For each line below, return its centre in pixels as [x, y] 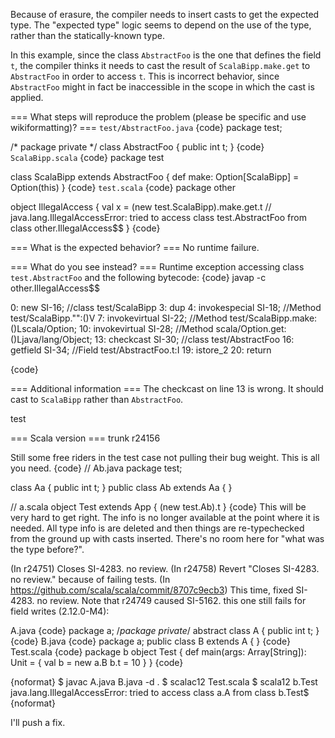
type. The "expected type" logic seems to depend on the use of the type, [161, 25]
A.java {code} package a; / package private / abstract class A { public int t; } [165, 630]
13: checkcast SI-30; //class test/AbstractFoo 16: [194, 339]
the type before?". [47, 549]
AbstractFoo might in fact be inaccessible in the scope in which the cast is [162, 87]
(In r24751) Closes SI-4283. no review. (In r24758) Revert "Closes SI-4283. [165, 568]
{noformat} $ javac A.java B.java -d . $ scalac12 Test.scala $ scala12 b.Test [164, 682]
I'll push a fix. [38, 722]
